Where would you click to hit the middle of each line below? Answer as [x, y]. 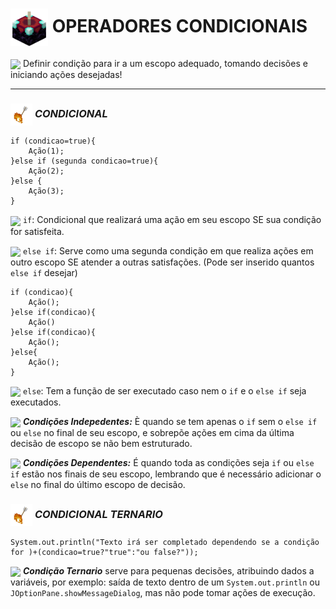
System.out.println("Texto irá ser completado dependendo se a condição [165, 542]
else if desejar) [44, 272]
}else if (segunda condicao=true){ [84, 161]
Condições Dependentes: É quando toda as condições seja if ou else [168, 463]
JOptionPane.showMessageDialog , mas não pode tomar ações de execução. [163, 592]
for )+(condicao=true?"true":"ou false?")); [104, 552]
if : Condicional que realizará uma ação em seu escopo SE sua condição [172, 220]
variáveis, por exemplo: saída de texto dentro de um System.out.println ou [165, 582]
